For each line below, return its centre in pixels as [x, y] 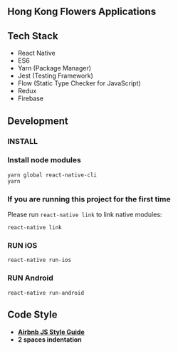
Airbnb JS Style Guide [51, 332]
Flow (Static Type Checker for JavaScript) [79, 83]
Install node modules [44, 160]
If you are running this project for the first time [89, 199]
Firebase [31, 98]
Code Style [32, 315]
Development [38, 121]
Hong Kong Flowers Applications [82, 12]
